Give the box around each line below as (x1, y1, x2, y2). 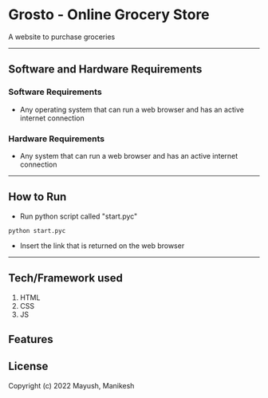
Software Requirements (8, 86, 102, 97)
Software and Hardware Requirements (8, 62, 203, 77)
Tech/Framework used (8, 271, 124, 285)
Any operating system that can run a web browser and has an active (19, 104, 245, 114)
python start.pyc (8, 227, 66, 234)
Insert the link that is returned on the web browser (19, 241, 185, 250)
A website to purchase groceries (8, 32, 116, 41)
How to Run (8, 190, 67, 204)
